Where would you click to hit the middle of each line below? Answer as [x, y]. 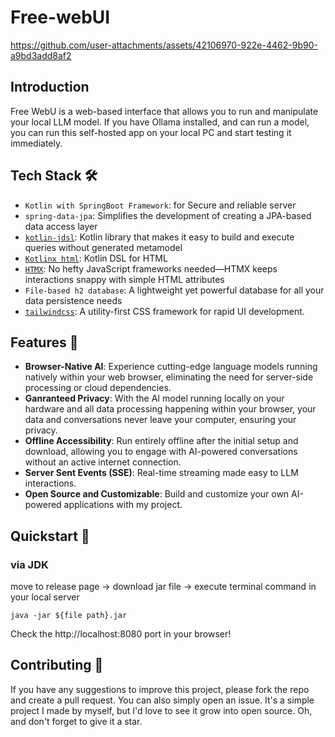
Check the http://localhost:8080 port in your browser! [121, 634]
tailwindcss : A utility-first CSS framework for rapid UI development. [164, 311]
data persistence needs [73, 300]
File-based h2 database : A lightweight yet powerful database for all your [174, 290]
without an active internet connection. [103, 462]
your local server [45, 597]
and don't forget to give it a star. [76, 721]
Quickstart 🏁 [50, 536]
